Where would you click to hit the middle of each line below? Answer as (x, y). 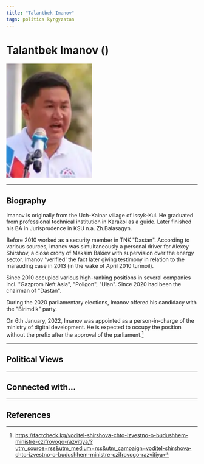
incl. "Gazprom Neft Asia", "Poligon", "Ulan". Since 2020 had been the (94, 284)
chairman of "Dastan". (34, 291)
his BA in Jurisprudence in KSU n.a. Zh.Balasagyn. (69, 228)
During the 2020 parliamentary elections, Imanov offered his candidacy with (102, 303)
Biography (26, 201)
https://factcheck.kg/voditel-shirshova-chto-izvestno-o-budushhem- (102, 435)
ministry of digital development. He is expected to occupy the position (94, 327)
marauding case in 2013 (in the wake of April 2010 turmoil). (80, 266)
